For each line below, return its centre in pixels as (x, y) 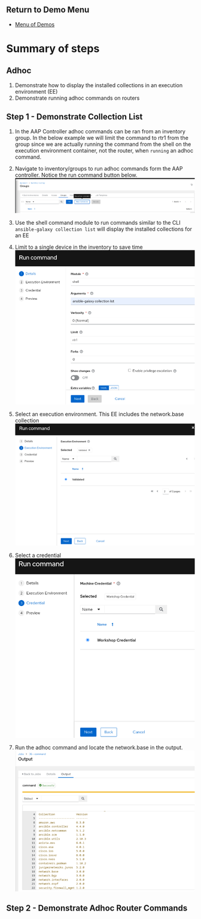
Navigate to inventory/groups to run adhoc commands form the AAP (99, 168)
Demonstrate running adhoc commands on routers (77, 98)
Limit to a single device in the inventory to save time (79, 247)
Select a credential (38, 556)
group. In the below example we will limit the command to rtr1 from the (101, 138)
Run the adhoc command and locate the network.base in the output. (99, 747)
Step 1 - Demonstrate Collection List (74, 117)
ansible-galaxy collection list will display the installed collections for (103, 229)
